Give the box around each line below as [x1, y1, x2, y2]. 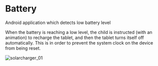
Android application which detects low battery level [5, 19, 111, 25]
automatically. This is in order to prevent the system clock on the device [5, 39, 153, 45]
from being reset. [5, 45, 41, 51]
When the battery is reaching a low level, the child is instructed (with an [5, 29, 152, 35]
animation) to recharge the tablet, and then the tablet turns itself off [5, 34, 144, 40]
